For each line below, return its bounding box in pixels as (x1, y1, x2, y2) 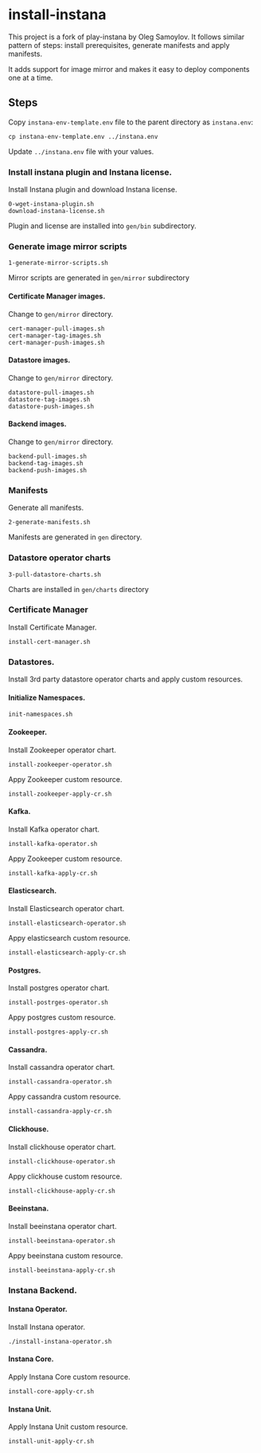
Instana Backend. (8, 1285, 77, 1296)
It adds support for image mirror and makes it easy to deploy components (8, 64, 250, 73)
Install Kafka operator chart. (8, 824, 100, 834)
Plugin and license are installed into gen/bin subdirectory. (8, 221, 197, 231)
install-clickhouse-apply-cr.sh (8, 1186, 115, 1194)
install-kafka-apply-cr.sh (8, 869, 98, 877)
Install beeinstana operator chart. (8, 1221, 117, 1230)
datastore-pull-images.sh (8, 389, 94, 397)
